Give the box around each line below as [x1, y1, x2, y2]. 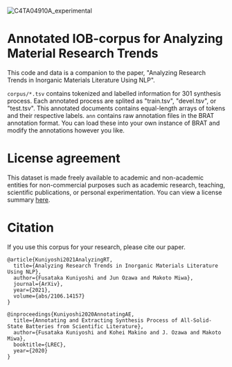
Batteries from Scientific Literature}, [25, 323, 144, 330]
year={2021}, [13, 287, 51, 293]
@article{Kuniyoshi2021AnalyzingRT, [7, 256, 113, 263]
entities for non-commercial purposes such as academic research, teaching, [7, 180, 225, 189]
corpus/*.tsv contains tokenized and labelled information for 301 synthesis [7, 89, 222, 97]
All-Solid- [180, 316, 213, 324]
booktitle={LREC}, [13, 341, 67, 348]
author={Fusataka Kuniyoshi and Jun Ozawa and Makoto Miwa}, [13, 274, 194, 281]
